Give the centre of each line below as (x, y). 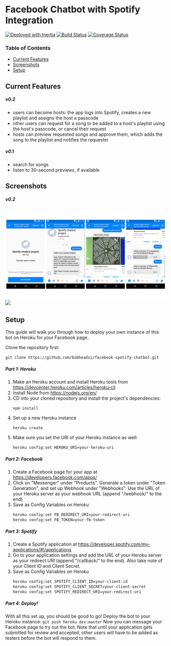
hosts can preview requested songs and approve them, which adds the (88, 134)
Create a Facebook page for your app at (55, 472)
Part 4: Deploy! (22, 603)
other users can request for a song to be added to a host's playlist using (89, 123)
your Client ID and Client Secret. (47, 566)
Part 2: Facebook (24, 459)
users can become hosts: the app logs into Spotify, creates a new (82, 112)
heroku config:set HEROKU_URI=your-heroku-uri (63, 448)
